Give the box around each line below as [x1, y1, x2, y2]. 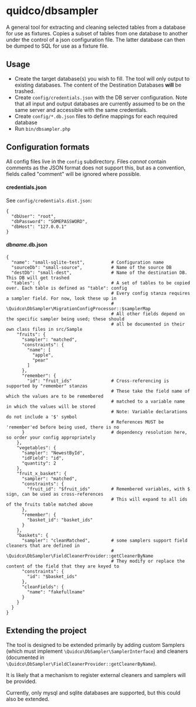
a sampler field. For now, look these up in [6, 296, 117, 301]
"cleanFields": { [21, 584, 65, 590]
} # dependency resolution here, [21, 429, 188, 435]
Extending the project [6, 626, 87, 636]
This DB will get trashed [6, 275, 69, 281]
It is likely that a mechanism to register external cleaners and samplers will [6, 671, 186, 678]
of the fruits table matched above [6, 502, 93, 507]
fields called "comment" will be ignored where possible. [6, 170, 141, 177]
